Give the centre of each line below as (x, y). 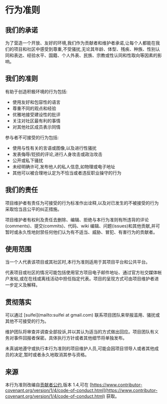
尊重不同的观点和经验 (34, 108)
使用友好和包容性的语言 (36, 102)
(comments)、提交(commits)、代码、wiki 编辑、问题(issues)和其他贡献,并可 (83, 226)
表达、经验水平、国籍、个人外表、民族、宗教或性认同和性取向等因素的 (85, 55)
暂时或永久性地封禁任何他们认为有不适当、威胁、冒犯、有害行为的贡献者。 (81, 232)
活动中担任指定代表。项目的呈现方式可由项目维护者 (102, 279)
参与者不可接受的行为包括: (32, 137)
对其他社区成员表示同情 (36, 127)
